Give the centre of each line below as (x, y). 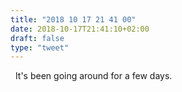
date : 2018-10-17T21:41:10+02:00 (80, 29)
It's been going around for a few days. (93, 76)
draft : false (37, 38)
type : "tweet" (40, 47)
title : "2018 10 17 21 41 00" (73, 19)
